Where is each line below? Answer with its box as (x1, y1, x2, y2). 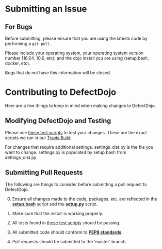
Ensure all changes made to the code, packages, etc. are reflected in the (12, 196, 158, 202)
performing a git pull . (5, 41, 51, 47)
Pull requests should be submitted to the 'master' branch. (12, 238, 127, 244)
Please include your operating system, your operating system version (5, 50, 144, 56)
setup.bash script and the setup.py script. (12, 201, 98, 207)
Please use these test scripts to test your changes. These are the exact (5, 129, 147, 135)
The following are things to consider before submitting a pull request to (5, 181, 147, 187)
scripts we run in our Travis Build (5, 135, 71, 140)
